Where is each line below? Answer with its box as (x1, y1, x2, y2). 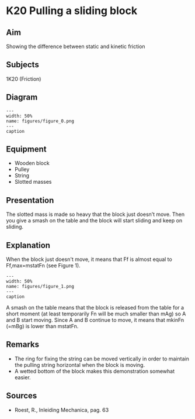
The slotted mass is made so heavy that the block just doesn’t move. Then (6, 211, 185, 218)
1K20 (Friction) (6, 75, 41, 83)
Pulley (14, 166, 30, 173)
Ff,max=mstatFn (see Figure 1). (6, 262, 81, 269)
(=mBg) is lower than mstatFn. (6, 323, 79, 330)
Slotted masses (14, 178, 52, 186)
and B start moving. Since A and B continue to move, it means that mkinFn (6, 317, 184, 324)
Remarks (6, 339, 40, 349)
